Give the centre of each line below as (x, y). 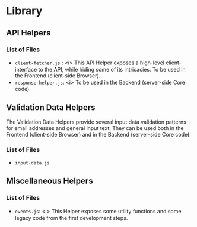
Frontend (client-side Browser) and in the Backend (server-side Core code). (99, 134)
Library (24, 11)
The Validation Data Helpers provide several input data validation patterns (96, 122)
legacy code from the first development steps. (71, 218)
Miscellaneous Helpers (50, 181)
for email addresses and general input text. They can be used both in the (95, 128)
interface (26, 69)
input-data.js (32, 163)
